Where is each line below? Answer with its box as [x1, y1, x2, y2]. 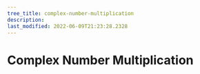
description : [7, 16, 45, 23]
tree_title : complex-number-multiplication [7, 10, 134, 17]
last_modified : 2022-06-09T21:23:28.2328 [7, 23, 128, 29]
